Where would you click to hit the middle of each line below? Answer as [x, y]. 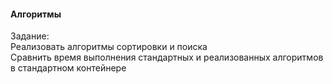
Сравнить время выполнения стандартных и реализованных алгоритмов [167, 57]
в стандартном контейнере [68, 68]
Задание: [30, 36]
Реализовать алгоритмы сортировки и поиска [109, 47]
